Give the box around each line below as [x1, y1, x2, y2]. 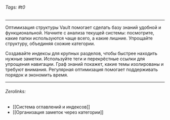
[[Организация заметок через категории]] [12, 109, 104, 115]
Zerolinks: [5, 88, 26, 94]
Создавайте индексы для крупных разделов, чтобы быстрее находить [5, 51, 158, 57]
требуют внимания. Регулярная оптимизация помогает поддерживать [5, 66, 158, 73]
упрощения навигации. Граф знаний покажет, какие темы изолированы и [5, 61, 164, 67]
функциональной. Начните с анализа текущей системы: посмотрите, [5, 30, 154, 36]
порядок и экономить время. [5, 72, 68, 78]
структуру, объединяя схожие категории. [5, 41, 95, 47]
